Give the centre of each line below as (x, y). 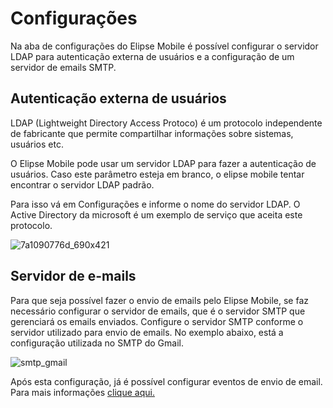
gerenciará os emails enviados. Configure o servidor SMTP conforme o (157, 321)
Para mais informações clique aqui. (82, 392)
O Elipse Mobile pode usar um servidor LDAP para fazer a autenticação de (163, 163)
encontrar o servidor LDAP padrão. (82, 184)
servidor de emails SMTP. (63, 67)
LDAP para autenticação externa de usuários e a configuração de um (152, 56)
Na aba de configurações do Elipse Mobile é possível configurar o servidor (164, 46)
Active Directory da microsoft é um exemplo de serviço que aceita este (156, 214)
